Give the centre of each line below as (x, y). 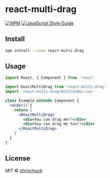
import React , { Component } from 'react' (50, 78)
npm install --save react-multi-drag (44, 51)
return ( (23, 110)
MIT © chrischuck (24, 170)
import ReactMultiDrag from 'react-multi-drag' (56, 87)
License (18, 159)
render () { (21, 105)
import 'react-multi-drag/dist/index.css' (50, 92)
